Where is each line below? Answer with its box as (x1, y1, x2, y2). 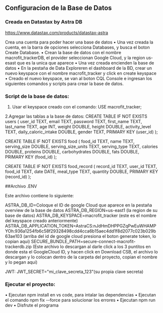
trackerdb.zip (5, 244, 32, 250)
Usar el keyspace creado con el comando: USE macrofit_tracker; (12, 104, 142, 109)
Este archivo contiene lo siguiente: (5, 192, 74, 198)
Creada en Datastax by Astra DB (5, 19, 83, 25)
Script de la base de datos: (5, 93, 70, 100)
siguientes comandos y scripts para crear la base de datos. (5, 81, 124, 86)
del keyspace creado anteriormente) (5, 217, 78, 224)
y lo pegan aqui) (5, 259, 38, 265)
